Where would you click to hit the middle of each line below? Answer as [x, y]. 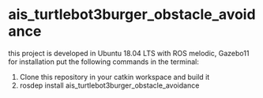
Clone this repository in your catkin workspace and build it [115, 77]
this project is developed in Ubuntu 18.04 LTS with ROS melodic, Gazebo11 [129, 53]
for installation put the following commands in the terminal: [104, 62]
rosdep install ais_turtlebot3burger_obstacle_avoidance [109, 85]
